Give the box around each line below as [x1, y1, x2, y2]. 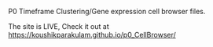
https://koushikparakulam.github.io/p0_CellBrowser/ [8, 31, 177, 39]
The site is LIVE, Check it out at [8, 22, 110, 31]
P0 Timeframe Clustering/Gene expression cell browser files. [8, 7, 206, 16]
